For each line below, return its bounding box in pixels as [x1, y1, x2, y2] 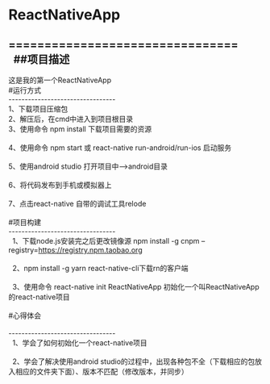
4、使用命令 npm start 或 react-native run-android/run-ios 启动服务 [8, 143, 232, 152]
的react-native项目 [8, 292, 70, 302]
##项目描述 [13, 52, 70, 66]
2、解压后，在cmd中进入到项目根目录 [8, 115, 134, 123]
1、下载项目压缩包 [8, 104, 69, 114]
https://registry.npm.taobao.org [38, 245, 143, 255]
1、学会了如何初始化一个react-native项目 [11, 338, 147, 348]
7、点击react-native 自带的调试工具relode [8, 199, 147, 208]
